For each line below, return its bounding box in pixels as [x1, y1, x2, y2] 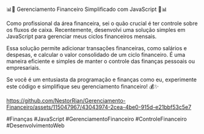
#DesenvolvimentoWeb [6, 122, 65, 129]
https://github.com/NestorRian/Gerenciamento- [6, 97, 126, 104]
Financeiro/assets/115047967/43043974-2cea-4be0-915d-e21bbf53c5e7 [6, 103, 192, 111]
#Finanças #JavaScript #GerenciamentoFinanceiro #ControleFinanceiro [6, 116, 188, 122]
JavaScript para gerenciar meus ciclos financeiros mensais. [6, 33, 157, 40]
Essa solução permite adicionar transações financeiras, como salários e [6, 45, 188, 51]
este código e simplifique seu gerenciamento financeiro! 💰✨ [6, 83, 159, 90]
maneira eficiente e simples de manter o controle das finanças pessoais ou [6, 58, 195, 65]
